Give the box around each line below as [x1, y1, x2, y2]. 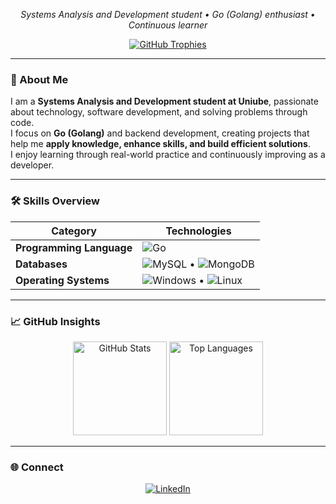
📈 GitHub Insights [10, 314, 101, 328]
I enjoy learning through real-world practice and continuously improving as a [10, 149, 326, 161]
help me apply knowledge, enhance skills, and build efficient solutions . [10, 138, 311, 150]
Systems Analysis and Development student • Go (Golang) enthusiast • [20, 9, 316, 20]
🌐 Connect [10, 460, 64, 474]
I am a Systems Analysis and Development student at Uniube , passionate [10, 95, 319, 108]
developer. [10, 159, 55, 171]
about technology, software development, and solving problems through [10, 106, 308, 118]
